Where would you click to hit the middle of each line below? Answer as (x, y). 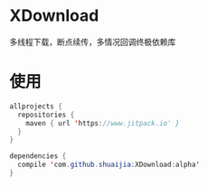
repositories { (46, 115)
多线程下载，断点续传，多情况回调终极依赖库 (93, 42)
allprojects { (36, 106)
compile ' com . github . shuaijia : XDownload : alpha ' (109, 165)
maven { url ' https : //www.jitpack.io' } (103, 123)
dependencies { (38, 156)
